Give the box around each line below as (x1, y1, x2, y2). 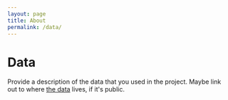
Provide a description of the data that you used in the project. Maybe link (7, 77, 222, 86)
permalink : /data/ (7, 23, 62, 30)
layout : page (7, 10, 46, 18)
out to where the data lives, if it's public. (7, 85, 125, 94)
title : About (7, 17, 46, 24)
